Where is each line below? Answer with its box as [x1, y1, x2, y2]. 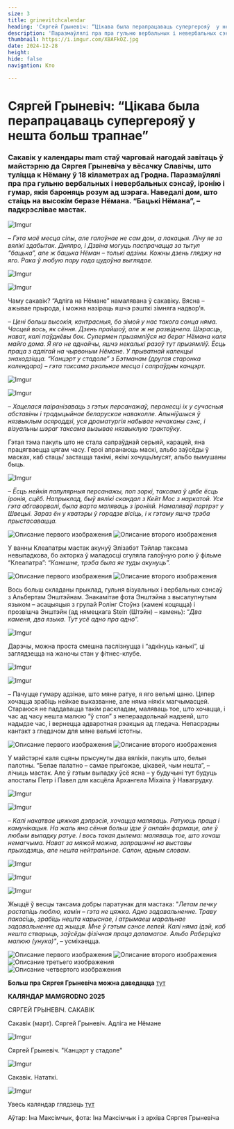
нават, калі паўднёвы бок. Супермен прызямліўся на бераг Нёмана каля [8, 332, 226, 341]
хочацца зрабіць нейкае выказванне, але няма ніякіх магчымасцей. [8, 697, 210, 706]
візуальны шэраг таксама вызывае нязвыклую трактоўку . [8, 425, 182, 433]
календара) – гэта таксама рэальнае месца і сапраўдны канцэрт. [8, 362, 206, 370]
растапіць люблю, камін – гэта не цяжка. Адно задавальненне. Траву [8, 908, 217, 916]
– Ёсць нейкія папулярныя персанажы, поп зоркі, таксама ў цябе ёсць [8, 487, 219, 496]
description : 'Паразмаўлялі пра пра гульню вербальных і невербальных [8, 29, 217, 37]
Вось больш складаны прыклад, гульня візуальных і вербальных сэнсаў [8, 585, 223, 594]
